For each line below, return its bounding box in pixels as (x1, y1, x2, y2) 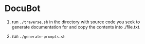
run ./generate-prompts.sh (11, 33, 66, 39)
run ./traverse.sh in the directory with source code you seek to (11, 19, 140, 25)
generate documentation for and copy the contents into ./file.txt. (11, 24, 141, 29)
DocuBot (4, 3, 41, 14)
